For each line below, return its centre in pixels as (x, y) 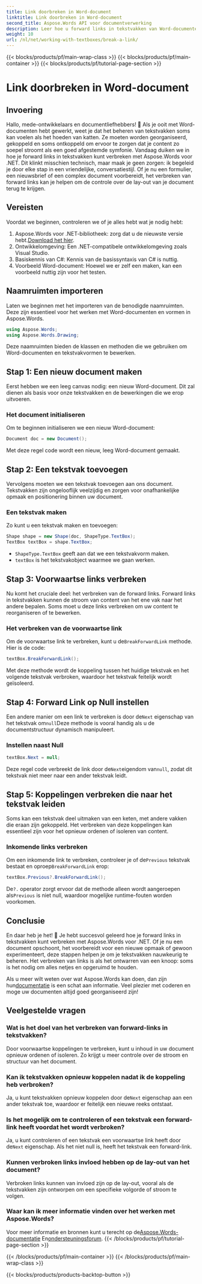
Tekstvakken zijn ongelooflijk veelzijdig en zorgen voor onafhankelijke (93, 490)
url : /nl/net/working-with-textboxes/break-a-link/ (72, 40)
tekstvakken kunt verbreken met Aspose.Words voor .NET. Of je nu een (95, 942)
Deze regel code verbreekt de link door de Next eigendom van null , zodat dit (99, 769)
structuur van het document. (41, 1061)
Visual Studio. (32, 253)
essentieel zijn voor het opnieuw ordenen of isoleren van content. (87, 831)
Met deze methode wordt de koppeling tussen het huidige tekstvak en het (98, 670)
